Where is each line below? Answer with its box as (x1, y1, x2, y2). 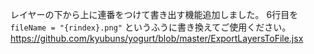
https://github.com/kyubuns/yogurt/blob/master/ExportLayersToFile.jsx (10, 33, 304, 44)
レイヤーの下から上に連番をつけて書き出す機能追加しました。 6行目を (10, 9, 299, 20)
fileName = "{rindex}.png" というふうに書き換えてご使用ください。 (10, 21, 292, 33)
